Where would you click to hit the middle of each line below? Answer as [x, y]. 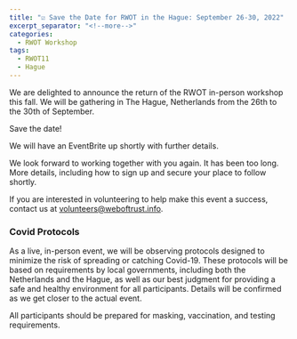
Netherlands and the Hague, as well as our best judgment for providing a [142, 279]
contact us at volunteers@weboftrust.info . [86, 208]
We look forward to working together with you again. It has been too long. [144, 163]
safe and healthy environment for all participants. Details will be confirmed [145, 289]
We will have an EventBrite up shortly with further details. [114, 145]
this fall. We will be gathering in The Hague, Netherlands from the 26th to [143, 101]
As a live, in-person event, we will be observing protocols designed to [137, 251]
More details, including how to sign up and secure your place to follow [138, 172]
